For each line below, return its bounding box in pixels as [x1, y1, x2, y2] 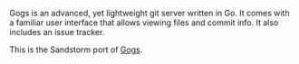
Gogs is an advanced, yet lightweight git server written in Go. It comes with [9, 8, 290, 18]
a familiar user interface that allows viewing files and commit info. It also [9, 17, 279, 28]
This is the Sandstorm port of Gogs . [9, 44, 143, 55]
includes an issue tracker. [9, 27, 105, 37]
